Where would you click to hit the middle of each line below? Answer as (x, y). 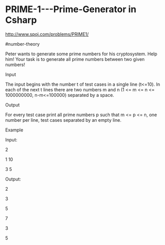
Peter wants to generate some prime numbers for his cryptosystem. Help (81, 54)
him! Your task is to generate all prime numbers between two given (75, 59)
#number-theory (23, 44)
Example (14, 130)
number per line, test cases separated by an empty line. (63, 120)
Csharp (21, 20)
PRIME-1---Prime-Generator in (71, 9)
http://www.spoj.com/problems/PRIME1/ (47, 34)
